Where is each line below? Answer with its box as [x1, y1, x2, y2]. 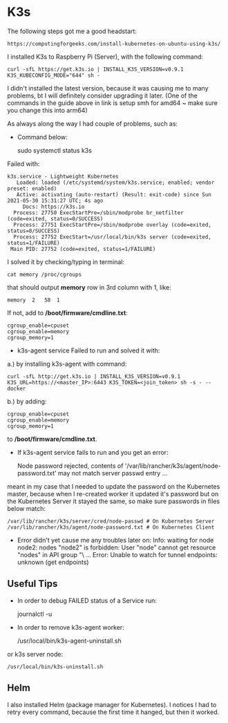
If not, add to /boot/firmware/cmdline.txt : [7, 308, 128, 317]
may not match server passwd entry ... [57, 469, 168, 477]
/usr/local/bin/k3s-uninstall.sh [7, 663, 104, 670]
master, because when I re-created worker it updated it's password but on [7, 489, 219, 498]
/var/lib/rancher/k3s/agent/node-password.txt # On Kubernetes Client [7, 523, 215, 531]
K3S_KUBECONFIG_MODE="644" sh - [7, 72, 100, 79]
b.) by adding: [7, 397, 47, 405]
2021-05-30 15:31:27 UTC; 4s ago [7, 197, 104, 204]
